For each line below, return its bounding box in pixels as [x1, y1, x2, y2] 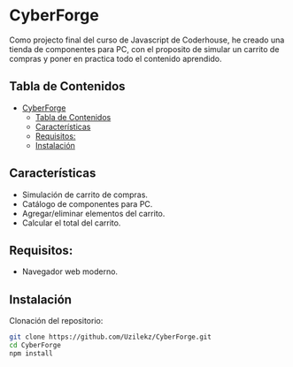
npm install [9, 348, 53, 358]
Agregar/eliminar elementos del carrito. [21, 208, 166, 218]
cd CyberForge [9, 341, 62, 350]
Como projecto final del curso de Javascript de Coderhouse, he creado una [9, 34, 285, 45]
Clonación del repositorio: [9, 316, 104, 326]
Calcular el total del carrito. [21, 218, 121, 228]
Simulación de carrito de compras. [21, 189, 149, 200]
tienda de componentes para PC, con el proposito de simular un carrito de [9, 43, 280, 54]
